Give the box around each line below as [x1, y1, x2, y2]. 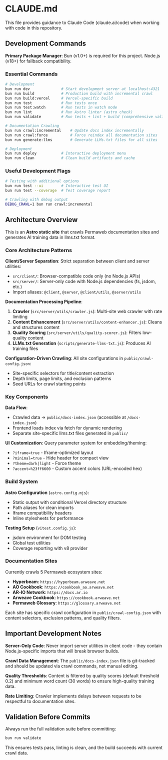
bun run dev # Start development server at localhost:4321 [5, 86, 160, 91]
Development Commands [5, 39, 86, 48]
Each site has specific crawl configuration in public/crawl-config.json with [5, 609, 161, 615]
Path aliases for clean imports [12, 504, 74, 510]
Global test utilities [12, 539, 51, 545]
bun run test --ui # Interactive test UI [5, 183, 108, 188]
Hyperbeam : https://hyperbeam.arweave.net [12, 578, 105, 584]
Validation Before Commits [5, 713, 91, 721]
